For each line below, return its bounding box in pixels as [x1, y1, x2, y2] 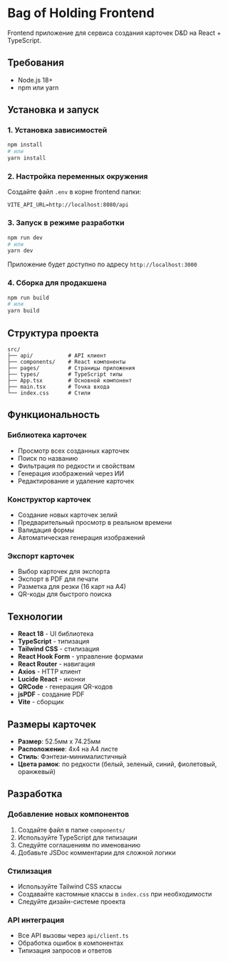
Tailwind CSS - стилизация [17, 644, 100, 653]
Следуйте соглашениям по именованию [17, 840, 141, 849]
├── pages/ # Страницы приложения [7, 365, 135, 372]
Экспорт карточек [7, 550, 75, 560]
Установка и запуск [7, 104, 100, 116]
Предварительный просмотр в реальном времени [17, 518, 172, 526]
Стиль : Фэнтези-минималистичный [17, 752, 127, 760]
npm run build [7, 294, 50, 301]
